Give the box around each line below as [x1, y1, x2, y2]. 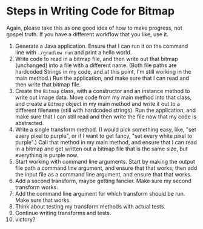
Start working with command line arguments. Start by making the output [15, 158, 196, 165]
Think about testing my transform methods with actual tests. [15, 202, 165, 210]
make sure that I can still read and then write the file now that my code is [15, 113, 197, 120]
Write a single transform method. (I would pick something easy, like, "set [15, 126, 196, 133]
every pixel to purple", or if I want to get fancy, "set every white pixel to [15, 132, 193, 140]
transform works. [15, 183, 59, 191]
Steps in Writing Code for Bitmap [6, 4, 175, 18]
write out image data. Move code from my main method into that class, [15, 94, 192, 101]
